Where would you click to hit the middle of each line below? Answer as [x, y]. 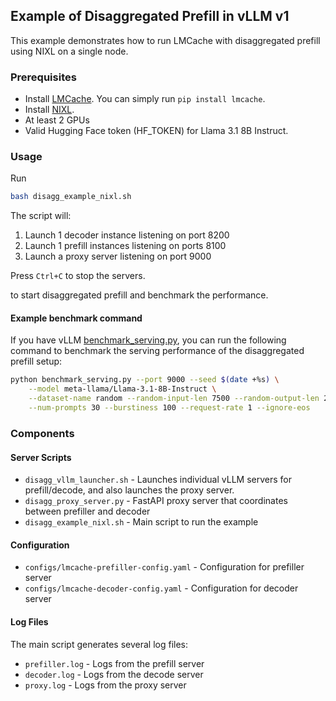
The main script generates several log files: [99, 644]
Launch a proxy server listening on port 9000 [118, 256]
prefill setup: [36, 361]
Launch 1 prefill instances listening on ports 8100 [125, 246]
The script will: [41, 216]
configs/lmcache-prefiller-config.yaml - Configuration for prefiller [164, 567]
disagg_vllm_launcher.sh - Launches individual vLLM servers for [158, 480]
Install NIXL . [49, 110]
